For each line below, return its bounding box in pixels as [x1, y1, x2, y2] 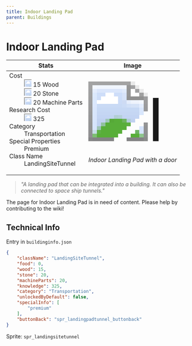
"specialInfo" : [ [17, 299, 60, 306]
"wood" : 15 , [17, 266, 46, 272]
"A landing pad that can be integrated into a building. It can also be [20, 181, 186, 188]
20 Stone [33, 89, 59, 98]
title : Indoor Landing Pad [6, 8, 73, 15]
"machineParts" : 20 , [17, 277, 68, 283]
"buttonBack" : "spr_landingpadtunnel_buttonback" [17, 316, 143, 322]
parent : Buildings [6, 14, 52, 20]
